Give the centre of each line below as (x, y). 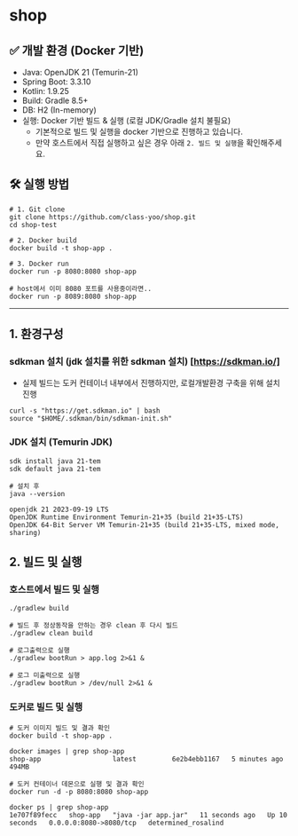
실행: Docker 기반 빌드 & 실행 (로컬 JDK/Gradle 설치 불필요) (126, 120)
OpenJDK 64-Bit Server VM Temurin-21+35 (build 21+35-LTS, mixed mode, (144, 524)
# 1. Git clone (37, 209)
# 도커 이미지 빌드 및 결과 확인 (60, 728)
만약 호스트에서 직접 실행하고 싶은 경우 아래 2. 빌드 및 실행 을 (140, 142)
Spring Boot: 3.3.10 (56, 82)
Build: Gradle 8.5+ (55, 100)
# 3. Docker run (39, 264)
